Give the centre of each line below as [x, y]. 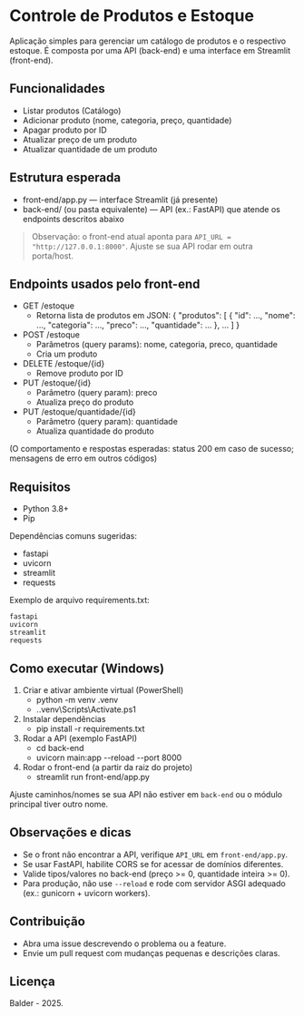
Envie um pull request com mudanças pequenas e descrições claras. [151, 952]
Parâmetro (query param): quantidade [107, 422]
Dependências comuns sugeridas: [74, 536]
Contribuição [48, 922]
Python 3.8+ [46, 509]
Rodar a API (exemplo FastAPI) [80, 738]
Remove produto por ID [80, 374]
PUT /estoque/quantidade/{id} [79, 412]
